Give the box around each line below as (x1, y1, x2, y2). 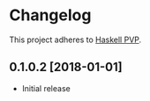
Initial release (21, 83, 71, 93)
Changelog (9, 5, 92, 25)
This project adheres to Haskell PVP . (9, 34, 142, 45)
